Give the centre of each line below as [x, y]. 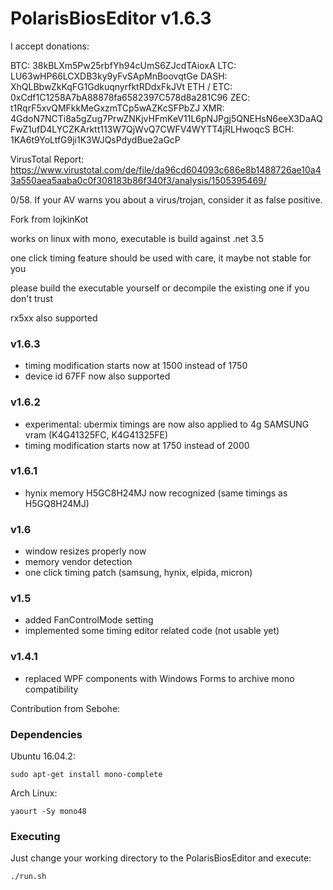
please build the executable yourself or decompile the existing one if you [160, 288]
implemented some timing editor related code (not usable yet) [152, 631]
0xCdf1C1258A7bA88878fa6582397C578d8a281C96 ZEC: [130, 97]
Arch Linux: [34, 793]
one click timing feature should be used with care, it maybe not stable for [161, 258]
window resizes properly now [85, 551]
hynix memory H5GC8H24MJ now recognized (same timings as [156, 493]
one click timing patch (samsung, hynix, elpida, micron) [138, 573]
